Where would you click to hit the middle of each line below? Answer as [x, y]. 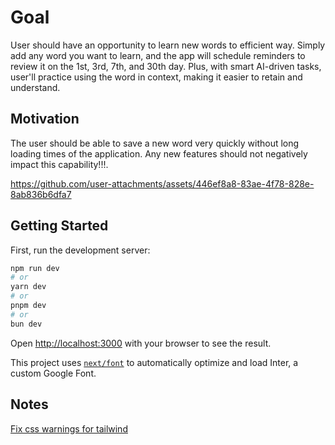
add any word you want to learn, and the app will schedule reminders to [158, 55]
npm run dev [35, 268]
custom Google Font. [53, 373]
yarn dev [28, 287]
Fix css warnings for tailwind [69, 428]
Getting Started [59, 226]
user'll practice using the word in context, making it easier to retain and [156, 77]
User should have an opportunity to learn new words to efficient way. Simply [168, 45]
